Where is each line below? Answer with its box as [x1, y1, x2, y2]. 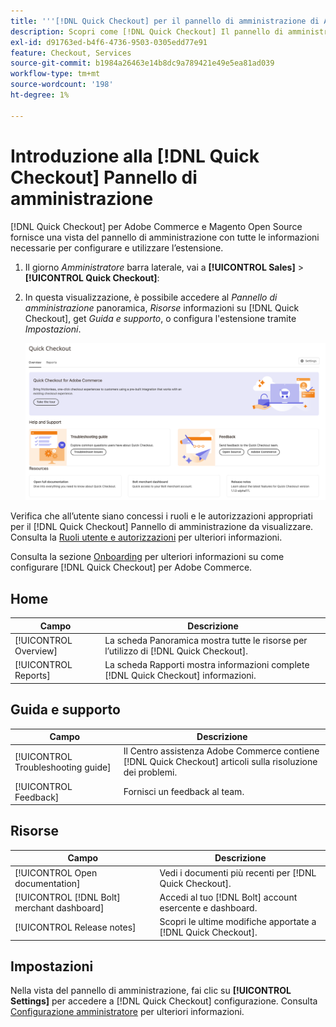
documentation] [14, 877, 81, 889]
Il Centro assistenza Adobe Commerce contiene [123, 745, 320, 757]
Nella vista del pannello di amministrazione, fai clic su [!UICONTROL [10, 985, 292, 997]
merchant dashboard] [14, 901, 105, 914]
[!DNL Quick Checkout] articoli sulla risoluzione [123, 756, 318, 768]
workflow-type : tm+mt [10, 69, 101, 79]
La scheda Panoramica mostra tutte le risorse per [104, 634, 308, 646]
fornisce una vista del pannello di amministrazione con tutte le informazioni [10, 231, 320, 243]
